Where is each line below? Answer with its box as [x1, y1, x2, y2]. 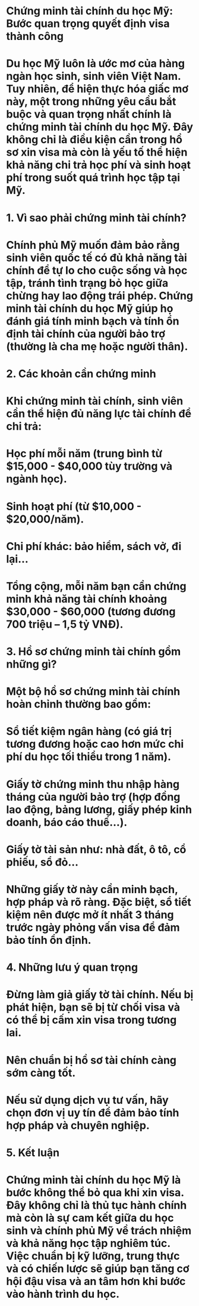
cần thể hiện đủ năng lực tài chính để [6, 407, 192, 421]
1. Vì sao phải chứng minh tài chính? [6, 211, 187, 224]
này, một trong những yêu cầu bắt [6, 95, 176, 109]
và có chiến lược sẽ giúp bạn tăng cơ [6, 1262, 189, 1276]
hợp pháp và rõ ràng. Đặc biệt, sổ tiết [6, 896, 192, 909]
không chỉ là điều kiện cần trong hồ [6, 133, 183, 147]
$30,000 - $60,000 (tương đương [6, 604, 176, 618]
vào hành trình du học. [6, 1288, 120, 1301]
